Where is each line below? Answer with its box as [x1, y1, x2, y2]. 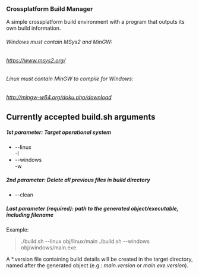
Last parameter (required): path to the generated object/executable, [6, 205, 179, 212]
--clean [14, 191, 34, 198]
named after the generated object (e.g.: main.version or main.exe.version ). [6, 262, 189, 269]
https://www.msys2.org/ [6, 57, 66, 64]
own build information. [6, 24, 61, 32]
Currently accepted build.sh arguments [6, 112, 156, 122]
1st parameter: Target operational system [6, 129, 112, 136]
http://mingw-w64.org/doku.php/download [6, 93, 112, 101]
